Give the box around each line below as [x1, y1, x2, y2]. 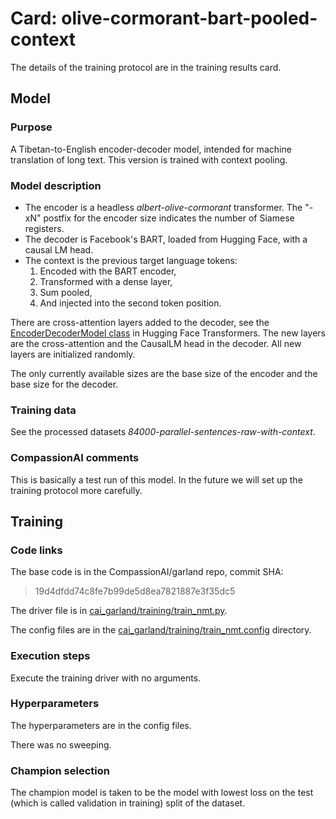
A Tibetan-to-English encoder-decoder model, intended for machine [10, 143, 292, 155]
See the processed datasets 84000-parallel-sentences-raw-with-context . [10, 426, 316, 438]
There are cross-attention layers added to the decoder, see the [10, 316, 270, 328]
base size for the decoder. [10, 378, 119, 390]
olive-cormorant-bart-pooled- [61, 7, 318, 30]
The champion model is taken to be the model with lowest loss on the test [10, 787, 314, 799]
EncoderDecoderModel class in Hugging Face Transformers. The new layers [10, 327, 326, 339]
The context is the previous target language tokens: [24, 254, 238, 266]
